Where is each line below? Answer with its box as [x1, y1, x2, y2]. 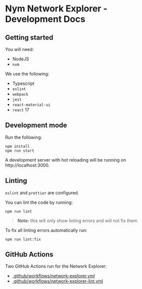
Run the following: [5, 134, 42, 140]
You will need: [5, 47, 34, 52]
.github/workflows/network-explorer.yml [12, 273, 95, 279]
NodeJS [12, 56, 29, 62]
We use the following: [5, 71, 50, 77]
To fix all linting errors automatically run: [5, 227, 88, 233]
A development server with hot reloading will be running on [5, 157, 127, 163]
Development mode [5, 121, 68, 129]
